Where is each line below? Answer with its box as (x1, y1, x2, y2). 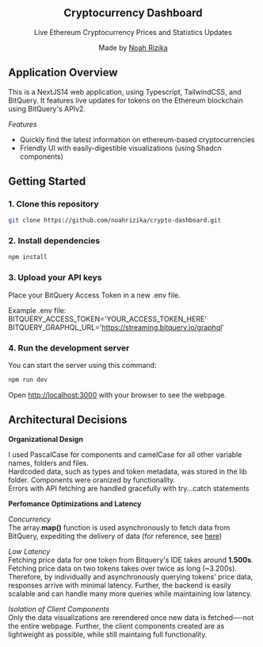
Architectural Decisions (8, 413, 128, 427)
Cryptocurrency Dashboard (63, 6, 203, 20)
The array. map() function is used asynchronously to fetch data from (8, 522, 231, 532)
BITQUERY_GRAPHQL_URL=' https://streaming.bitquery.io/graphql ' (8, 322, 224, 332)
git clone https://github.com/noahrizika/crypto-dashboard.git (8, 216, 222, 225)
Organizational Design (8, 434, 83, 444)
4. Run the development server (8, 342, 130, 353)
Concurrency (8, 514, 51, 524)
